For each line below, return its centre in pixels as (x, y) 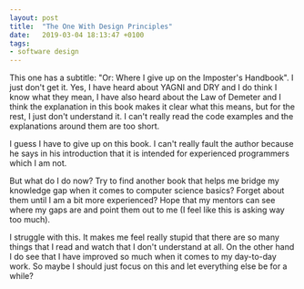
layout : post (34, 18)
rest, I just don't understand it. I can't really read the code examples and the (152, 117)
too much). (30, 220)
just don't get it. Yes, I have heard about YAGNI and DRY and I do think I (143, 88)
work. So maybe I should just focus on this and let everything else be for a (148, 266)
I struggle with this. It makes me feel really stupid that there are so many (145, 237)
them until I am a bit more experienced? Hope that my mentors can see (142, 201)
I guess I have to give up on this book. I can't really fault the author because (152, 144)
